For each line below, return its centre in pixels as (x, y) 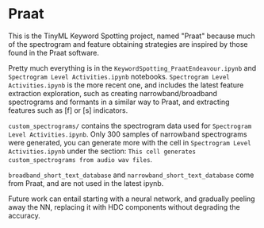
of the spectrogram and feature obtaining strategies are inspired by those (128, 44)
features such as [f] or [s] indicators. (68, 110)
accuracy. (25, 215)
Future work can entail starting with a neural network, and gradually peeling (132, 199)
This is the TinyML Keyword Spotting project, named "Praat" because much (132, 36)
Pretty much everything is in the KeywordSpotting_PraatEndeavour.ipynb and (132, 68)
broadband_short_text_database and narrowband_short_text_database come (131, 175)
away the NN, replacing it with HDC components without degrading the (124, 207)
